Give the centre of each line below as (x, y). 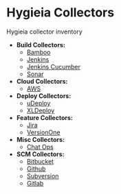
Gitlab (35, 183)
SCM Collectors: (40, 154)
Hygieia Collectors (60, 13)
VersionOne (43, 132)
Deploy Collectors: (44, 96)
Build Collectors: (41, 45)
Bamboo (38, 52)
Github (36, 169)
